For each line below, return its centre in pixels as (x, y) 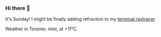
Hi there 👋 (18, 8)
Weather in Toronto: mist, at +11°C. (42, 29)
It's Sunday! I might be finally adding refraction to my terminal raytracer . (81, 19)
